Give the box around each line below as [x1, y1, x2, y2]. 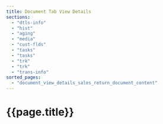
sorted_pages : [6, 74, 41, 80]
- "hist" [11, 25, 33, 31]
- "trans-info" [11, 69, 49, 75]
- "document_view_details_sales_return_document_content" [11, 80, 158, 86]
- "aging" [11, 31, 36, 37]
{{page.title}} [6, 106, 74, 119]
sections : [6, 14, 31, 20]
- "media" [11, 36, 36, 42]
